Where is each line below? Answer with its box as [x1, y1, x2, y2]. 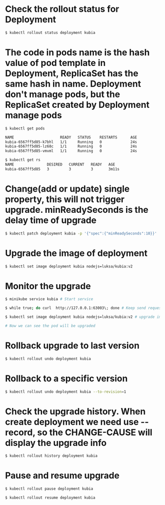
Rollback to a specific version [5, 373, 128, 384]
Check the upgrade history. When [5, 405, 146, 417]
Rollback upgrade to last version [5, 340, 140, 351]
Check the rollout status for [5, 3, 119, 15]
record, [5, 427, 35, 438]
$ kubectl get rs [5, 158, 41, 163]
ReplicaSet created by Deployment [5, 100, 150, 110]
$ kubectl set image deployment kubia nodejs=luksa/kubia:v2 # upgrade [5, 314, 155, 320]
